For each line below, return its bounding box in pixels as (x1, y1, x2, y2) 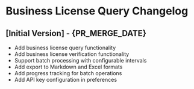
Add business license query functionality (14, 44, 116, 51)
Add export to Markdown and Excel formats (14, 63, 123, 70)
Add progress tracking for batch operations (14, 70, 122, 76)
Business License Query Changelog (5, 4, 189, 18)
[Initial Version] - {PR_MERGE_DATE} (5, 28, 147, 38)
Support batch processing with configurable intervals (14, 57, 147, 64)
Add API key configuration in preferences (14, 76, 117, 83)
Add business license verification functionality (14, 51, 130, 58)
